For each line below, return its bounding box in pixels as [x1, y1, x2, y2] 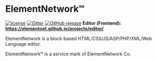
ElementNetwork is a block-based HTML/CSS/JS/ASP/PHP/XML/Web [5, 35, 152, 42]
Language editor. [5, 40, 41, 47]
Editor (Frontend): [82, 20, 122, 26]
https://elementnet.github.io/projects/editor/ [5, 25, 104, 31]
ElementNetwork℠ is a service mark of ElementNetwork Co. [5, 51, 131, 57]
